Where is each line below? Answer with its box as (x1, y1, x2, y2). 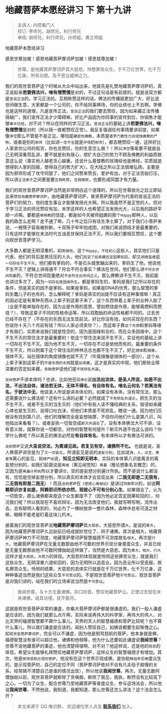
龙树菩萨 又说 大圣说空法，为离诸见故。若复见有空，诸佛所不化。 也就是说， (5, 443, 157, 449)
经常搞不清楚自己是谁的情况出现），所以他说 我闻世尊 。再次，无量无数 (13, 668, 156, 674)
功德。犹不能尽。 (43, 595, 79, 601)
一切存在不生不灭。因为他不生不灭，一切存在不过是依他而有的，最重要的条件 (5, 341, 162, 347)
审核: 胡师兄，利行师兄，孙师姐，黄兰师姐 (17, 34, 103, 40)
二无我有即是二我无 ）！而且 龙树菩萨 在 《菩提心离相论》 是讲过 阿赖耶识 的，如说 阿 (5, 480, 161, 486)
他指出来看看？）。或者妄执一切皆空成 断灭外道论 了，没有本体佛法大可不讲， (5, 420, 157, 426)
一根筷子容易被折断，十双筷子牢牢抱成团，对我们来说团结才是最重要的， (13, 224, 162, 230)
